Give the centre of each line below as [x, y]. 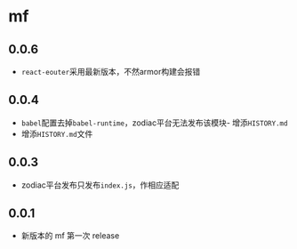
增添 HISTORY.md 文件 [57, 133]
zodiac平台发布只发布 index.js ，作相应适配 [100, 185]
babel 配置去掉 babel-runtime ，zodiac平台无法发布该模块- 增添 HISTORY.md [154, 123]
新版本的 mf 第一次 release [70, 236]
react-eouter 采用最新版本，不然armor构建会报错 [111, 72]
